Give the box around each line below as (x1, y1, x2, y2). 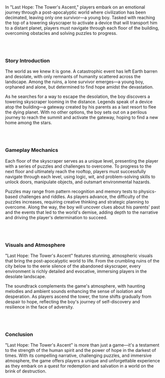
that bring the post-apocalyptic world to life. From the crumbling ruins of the (5, 258, 160, 263)
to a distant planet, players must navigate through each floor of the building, (5, 25, 159, 31)
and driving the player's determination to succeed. (5, 214, 107, 220)
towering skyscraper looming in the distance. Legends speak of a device (5, 99, 153, 105)
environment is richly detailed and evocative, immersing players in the (5, 268, 147, 274)
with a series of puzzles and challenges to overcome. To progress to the (5, 163, 152, 169)
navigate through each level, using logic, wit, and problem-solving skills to (5, 174, 156, 179)
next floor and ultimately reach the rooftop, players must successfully (5, 168, 146, 174)
